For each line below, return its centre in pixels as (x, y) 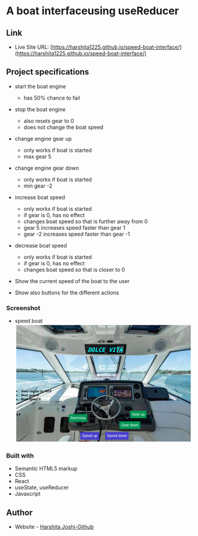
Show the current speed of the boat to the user (72, 281)
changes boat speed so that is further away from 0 (86, 221)
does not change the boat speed (63, 127)
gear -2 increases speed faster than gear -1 (77, 234)
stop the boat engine (40, 109)
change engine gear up (43, 138)
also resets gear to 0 (49, 120)
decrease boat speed (41, 245)
